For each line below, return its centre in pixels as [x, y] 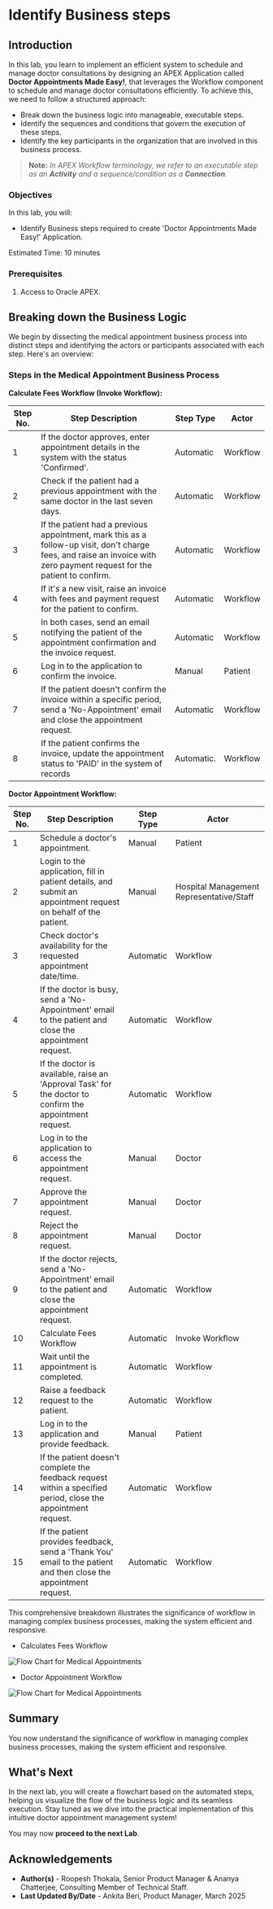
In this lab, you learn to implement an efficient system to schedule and [126, 64]
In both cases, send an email [95, 622]
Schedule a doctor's [78, 837]
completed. [62, 1377]
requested [60, 955]
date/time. [59, 976]
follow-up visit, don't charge [95, 544]
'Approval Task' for [76, 1084]
